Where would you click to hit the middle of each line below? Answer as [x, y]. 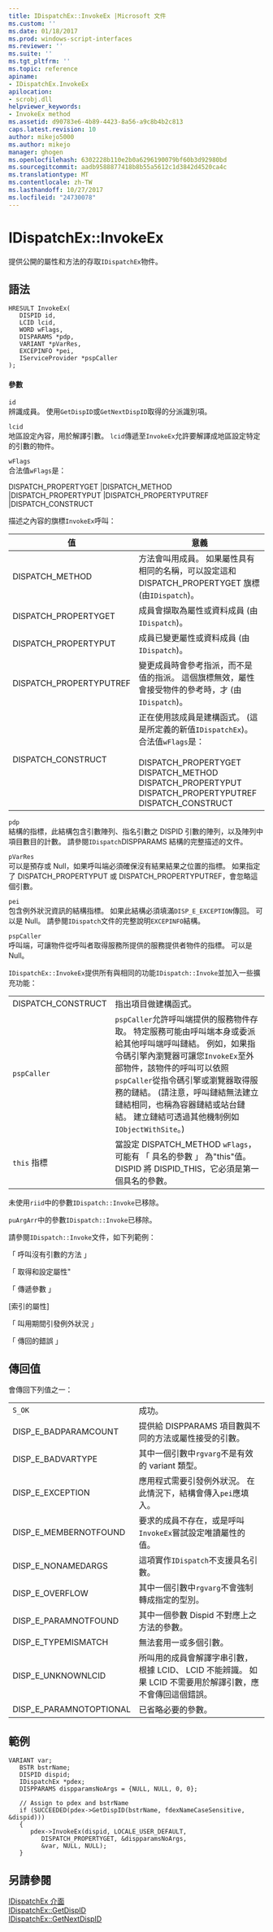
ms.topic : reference [43, 69]
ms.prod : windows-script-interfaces [70, 39]
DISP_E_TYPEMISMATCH [61, 1642]
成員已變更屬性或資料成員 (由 [194, 638]
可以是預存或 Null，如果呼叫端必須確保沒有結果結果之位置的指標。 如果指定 [134, 866]
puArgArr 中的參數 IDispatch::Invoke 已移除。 [82, 1219]
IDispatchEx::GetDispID [48, 1910]
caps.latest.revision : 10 [52, 129]
